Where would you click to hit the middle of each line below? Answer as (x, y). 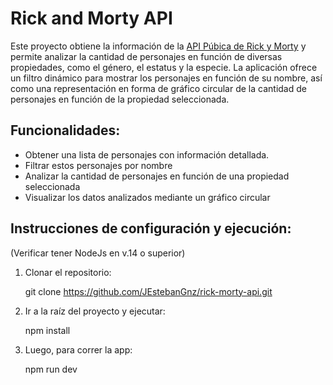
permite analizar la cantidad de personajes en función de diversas (146, 56)
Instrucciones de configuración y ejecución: (151, 228)
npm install (47, 330)
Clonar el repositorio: (68, 272)
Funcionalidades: (65, 130)
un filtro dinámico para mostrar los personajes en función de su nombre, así (166, 78)
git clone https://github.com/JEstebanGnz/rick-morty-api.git (148, 291)
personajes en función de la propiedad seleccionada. (120, 99)
